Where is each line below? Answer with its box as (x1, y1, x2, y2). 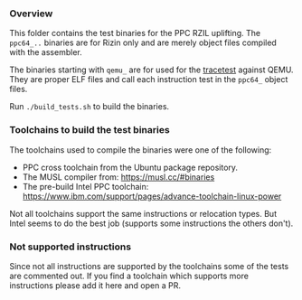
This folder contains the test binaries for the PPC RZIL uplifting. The (9, 28, 260, 39)
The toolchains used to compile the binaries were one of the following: (9, 144, 272, 155)
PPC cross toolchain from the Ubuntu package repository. (22, 162, 238, 173)
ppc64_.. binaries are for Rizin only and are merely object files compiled (9, 37, 278, 48)
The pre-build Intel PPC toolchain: (22, 181, 149, 192)
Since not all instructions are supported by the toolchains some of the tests (9, 260, 289, 271)
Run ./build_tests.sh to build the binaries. (9, 101, 170, 112)
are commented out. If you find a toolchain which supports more (9, 270, 249, 281)
